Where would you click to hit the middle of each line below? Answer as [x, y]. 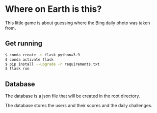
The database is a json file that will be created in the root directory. [73, 96]
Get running [24, 44]
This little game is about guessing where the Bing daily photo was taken [78, 23]
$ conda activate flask [29, 59]
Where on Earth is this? [53, 9]
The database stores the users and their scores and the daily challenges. [79, 106]
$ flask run [17, 69]
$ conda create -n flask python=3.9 [42, 55]
